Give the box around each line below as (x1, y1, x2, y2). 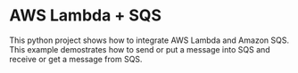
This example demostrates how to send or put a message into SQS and (9, 44, 270, 54)
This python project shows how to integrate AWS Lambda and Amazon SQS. (9, 35, 290, 45)
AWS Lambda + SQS (9, 5, 162, 26)
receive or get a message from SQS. (9, 53, 143, 64)
